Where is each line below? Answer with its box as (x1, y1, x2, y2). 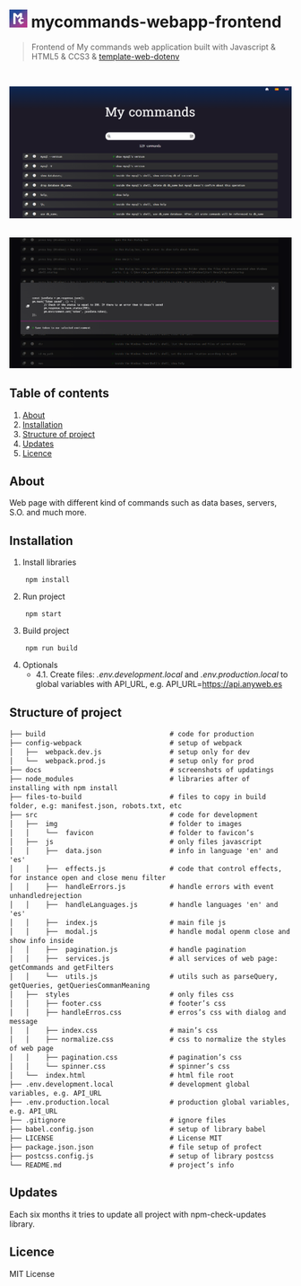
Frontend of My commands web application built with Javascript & (30, 41, 276, 52)
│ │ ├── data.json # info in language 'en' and (9, 846, 279, 855)
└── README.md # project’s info (9, 1160, 235, 1169)
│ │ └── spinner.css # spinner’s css (9, 1061, 230, 1070)
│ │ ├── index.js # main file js (9, 918, 227, 927)
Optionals (21, 660, 58, 671)
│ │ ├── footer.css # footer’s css (9, 999, 227, 1008)
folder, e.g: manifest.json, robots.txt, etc (9, 801, 182, 810)
